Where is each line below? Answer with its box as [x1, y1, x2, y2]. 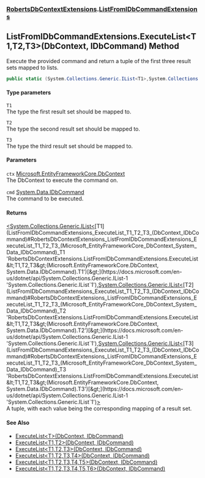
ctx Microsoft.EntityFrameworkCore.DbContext [6, 170, 125, 178]
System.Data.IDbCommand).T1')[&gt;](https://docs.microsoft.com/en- [6, 268, 182, 276]
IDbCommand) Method [90, 41, 179, 51]
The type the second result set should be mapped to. [6, 125, 141, 132]
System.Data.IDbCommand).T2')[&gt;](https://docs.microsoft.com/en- [6, 327, 184, 334]
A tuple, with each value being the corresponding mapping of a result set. [6, 405, 192, 412]
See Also [6, 419, 29, 426]
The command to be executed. [6, 195, 84, 202]
